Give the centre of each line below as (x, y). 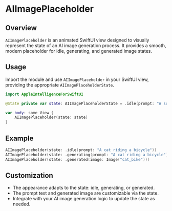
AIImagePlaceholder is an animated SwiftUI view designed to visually (77, 40)
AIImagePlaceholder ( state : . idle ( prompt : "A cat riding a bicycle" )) (81, 150)
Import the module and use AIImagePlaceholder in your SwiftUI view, (77, 79)
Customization (29, 175)
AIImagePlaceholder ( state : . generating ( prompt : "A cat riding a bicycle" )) (88, 155)
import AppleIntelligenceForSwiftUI (44, 94)
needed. (21, 204)
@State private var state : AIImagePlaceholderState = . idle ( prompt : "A (83, 103)
